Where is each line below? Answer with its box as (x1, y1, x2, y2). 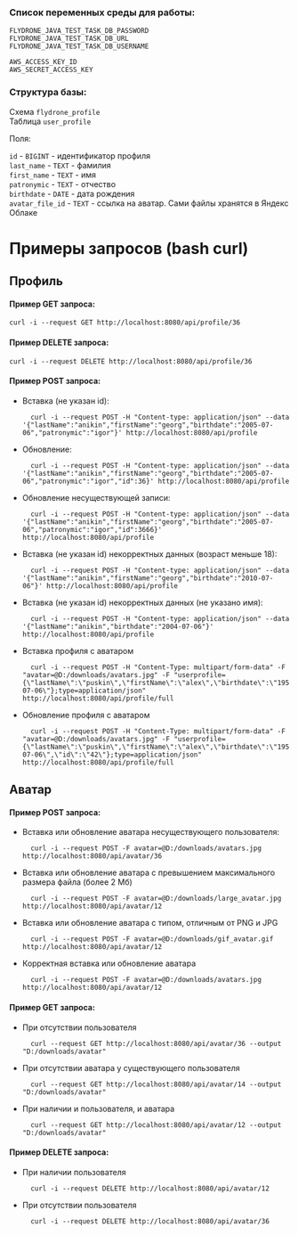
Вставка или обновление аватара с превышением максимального (21, 867, 276, 879)
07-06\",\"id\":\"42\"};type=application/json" (21, 750, 202, 759)
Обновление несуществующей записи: (21, 492, 171, 503)
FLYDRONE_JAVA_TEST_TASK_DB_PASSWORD (9, 27, 149, 36)
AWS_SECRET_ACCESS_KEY (9, 65, 93, 75)
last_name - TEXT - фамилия (9, 159, 111, 170)
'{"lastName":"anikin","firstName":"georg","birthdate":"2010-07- (21, 573, 274, 583)
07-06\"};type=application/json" (21, 686, 147, 695)
